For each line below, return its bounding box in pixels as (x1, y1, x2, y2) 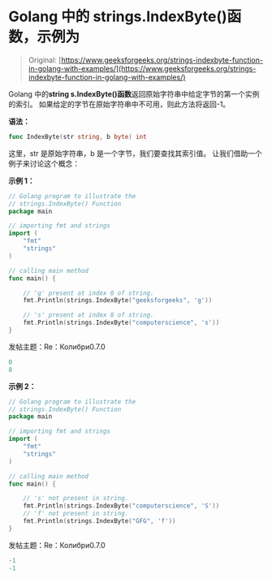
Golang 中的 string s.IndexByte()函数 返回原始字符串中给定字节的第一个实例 (8, 89, 260, 98)
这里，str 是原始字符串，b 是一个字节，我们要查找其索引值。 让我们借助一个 (8, 148, 262, 158)
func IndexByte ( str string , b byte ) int (8, 132, 148, 140)
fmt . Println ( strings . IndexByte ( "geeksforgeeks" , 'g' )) (23, 296, 213, 305)
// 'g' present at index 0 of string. (23, 289, 154, 297)
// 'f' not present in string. (23, 509, 129, 518)
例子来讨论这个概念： (8, 158, 80, 168)
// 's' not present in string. (23, 495, 129, 503)
